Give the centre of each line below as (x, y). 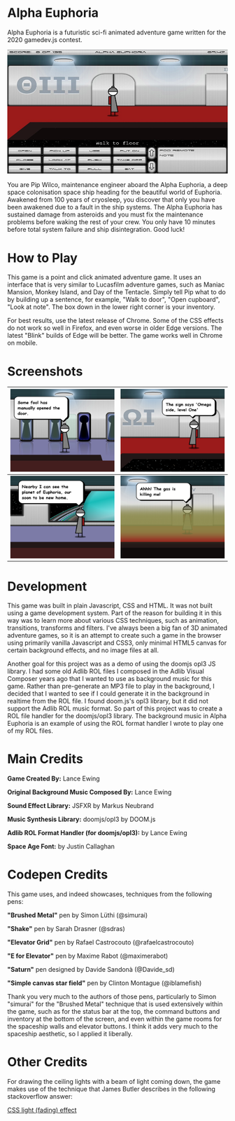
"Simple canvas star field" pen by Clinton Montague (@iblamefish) (105, 983)
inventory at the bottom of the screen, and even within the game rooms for (115, 1019)
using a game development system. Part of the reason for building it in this (115, 613)
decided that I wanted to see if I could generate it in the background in (108, 694)
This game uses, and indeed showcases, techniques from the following (110, 894)
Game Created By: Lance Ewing (54, 778)
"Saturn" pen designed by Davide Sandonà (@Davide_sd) (91, 970)
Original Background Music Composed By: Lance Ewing (90, 792)
